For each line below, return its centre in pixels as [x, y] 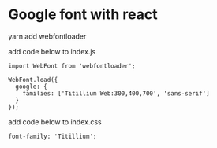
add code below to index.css [55, 122]
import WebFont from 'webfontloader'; [72, 66]
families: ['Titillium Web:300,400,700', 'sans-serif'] [116, 93]
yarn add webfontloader [47, 36]
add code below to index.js [52, 51]
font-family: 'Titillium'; [52, 136]
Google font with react [83, 15]
